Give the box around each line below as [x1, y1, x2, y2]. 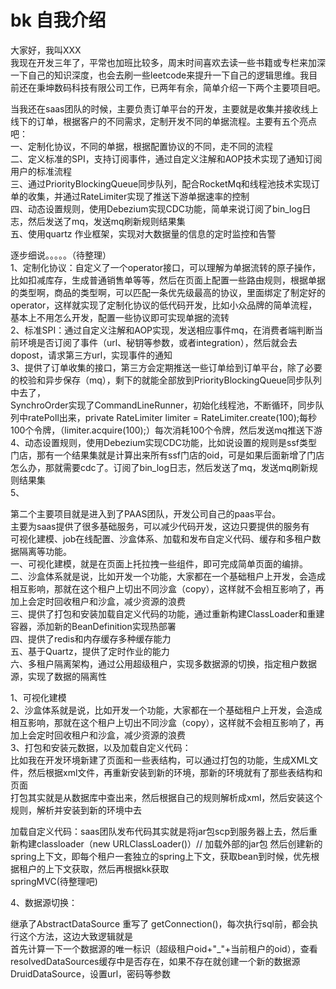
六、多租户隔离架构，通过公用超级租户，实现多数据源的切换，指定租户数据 [10, 657, 317, 670]
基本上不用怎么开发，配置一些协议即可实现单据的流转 [10, 311, 230, 323]
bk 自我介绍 [10, 9, 107, 32]
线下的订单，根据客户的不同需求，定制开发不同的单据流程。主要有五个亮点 [10, 115, 317, 127]
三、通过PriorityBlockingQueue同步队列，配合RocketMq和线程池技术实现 [10, 177, 312, 190]
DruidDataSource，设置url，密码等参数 [10, 967, 172, 980]
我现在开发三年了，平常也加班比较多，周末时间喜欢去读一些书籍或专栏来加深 [10, 56, 326, 68]
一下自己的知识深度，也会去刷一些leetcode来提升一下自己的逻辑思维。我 [10, 69, 310, 81]
